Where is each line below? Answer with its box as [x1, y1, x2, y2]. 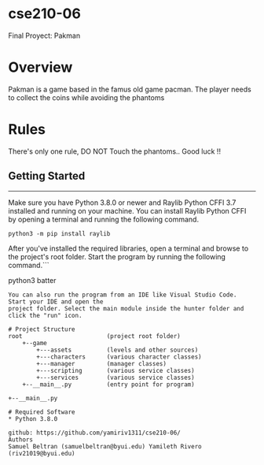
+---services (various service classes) [36, 374, 195, 381]
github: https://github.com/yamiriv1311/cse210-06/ [8, 429, 181, 437]
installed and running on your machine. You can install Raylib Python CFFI [8, 206, 247, 215]
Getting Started [8, 169, 86, 183]
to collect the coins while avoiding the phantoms [8, 92, 165, 102]
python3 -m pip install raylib [8, 229, 111, 237]
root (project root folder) [8, 332, 181, 340]
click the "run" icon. [8, 311, 82, 319]
